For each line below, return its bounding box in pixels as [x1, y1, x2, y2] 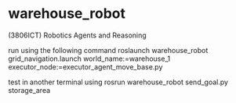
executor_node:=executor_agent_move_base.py [8, 62, 163, 71]
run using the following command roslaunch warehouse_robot [8, 45, 209, 55]
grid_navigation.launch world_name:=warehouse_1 [8, 54, 171, 63]
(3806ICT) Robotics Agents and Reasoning [8, 30, 147, 40]
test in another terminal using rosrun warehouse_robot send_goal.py [8, 77, 229, 87]
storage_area [8, 85, 51, 94]
